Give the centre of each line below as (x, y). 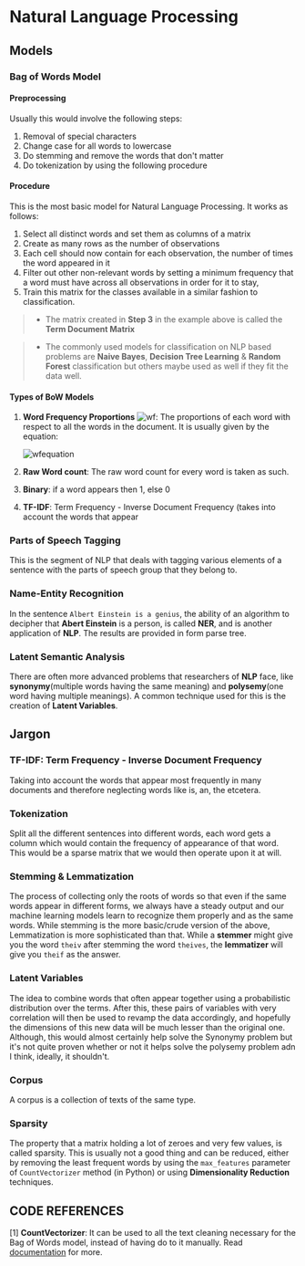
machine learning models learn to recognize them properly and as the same (152, 915)
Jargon (30, 734)
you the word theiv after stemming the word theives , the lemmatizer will (147, 945)
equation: (41, 436)
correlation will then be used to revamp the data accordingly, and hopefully (150, 1017)
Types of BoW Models (52, 397)
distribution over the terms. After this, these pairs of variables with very (143, 1008)
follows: (24, 215)
